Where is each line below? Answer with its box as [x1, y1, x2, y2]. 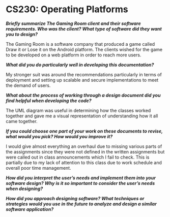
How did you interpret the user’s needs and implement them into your [6, 174, 156, 181]
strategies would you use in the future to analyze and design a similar [6, 201, 157, 207]
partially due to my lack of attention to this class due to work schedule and [6, 159, 162, 166]
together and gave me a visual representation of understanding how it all [6, 113, 158, 119]
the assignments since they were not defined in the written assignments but [6, 148, 165, 154]
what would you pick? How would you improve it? [6, 133, 113, 139]
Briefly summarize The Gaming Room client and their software [6, 20, 141, 26]
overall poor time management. [6, 165, 71, 171]
